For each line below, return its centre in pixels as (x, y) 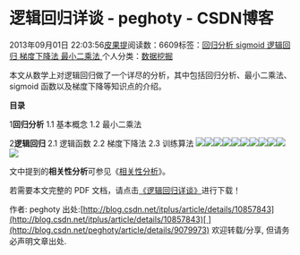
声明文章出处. (42, 241)
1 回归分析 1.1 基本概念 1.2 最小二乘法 (75, 124)
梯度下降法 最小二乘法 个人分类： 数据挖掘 (96, 55)
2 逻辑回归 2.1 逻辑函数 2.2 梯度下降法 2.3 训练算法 (102, 143)
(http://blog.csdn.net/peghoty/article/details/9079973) (110, 230)
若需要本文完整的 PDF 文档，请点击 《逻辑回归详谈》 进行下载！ (125, 190)
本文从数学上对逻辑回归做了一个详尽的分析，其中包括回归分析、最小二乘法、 (150, 75)
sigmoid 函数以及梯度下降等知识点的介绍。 (88, 86)
